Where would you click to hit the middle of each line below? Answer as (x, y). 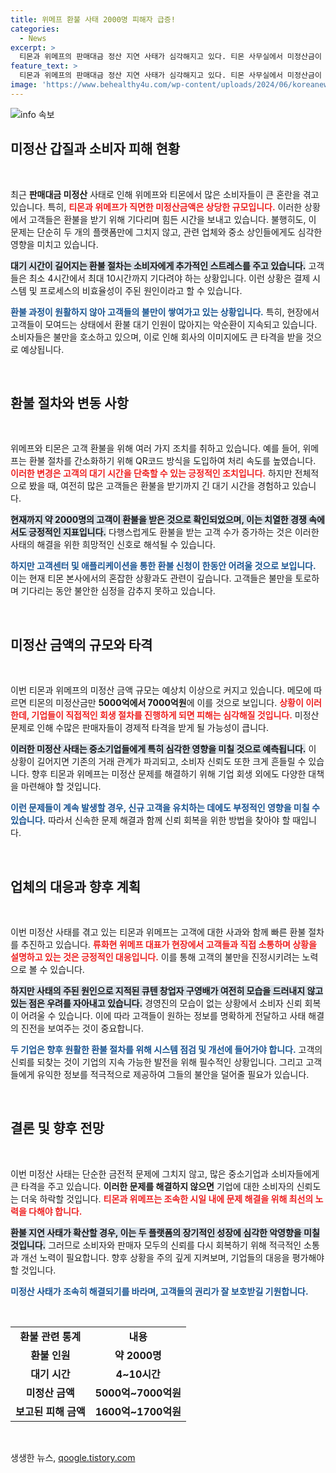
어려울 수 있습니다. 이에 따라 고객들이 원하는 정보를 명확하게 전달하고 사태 (163, 1015)
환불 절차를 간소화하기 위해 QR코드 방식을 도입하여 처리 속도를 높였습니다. (172, 461)
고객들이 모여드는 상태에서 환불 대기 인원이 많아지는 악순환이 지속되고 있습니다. (164, 324)
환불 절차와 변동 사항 (69, 402)
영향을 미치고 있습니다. (54, 244)
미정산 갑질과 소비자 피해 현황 (95, 149)
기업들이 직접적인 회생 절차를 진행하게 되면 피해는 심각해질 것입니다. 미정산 (175, 715)
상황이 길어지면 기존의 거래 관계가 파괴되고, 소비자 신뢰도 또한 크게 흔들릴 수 (158, 762)
